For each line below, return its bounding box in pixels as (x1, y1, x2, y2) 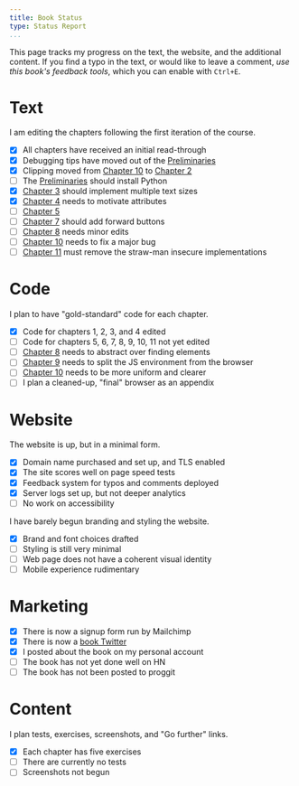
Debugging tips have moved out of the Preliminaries (22, 154, 217, 165)
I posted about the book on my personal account (22, 647, 204, 657)
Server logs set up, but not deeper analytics (22, 487, 187, 498)
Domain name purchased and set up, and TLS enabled (22, 457, 226, 468)
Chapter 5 (22, 205, 61, 217)
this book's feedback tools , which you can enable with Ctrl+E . (9, 65, 241, 77)
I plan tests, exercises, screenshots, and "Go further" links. (9, 729, 229, 740)
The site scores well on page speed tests (22, 467, 176, 478)
